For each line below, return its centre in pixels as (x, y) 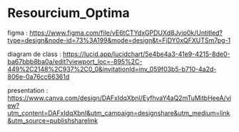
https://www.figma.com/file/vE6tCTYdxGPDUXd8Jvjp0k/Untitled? (126, 33)
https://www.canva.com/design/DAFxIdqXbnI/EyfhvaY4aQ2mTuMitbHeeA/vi (119, 98)
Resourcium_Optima (68, 13)
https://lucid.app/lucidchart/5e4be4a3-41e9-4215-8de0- (147, 54)
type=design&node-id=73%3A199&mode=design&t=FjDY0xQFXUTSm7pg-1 (119, 40)
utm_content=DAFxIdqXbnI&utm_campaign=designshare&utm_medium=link (119, 113)
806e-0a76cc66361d (39, 77)
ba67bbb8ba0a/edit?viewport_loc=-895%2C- (75, 61)
